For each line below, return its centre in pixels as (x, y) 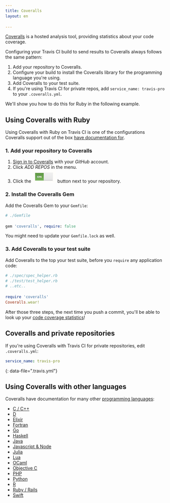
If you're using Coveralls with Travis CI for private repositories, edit (75, 345)
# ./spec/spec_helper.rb (31, 275)
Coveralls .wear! (22, 303)
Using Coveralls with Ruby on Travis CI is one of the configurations (75, 132)
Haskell (20, 436)
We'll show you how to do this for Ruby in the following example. (73, 104)
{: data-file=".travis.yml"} (31, 371)
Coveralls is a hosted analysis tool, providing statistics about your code (79, 37)
